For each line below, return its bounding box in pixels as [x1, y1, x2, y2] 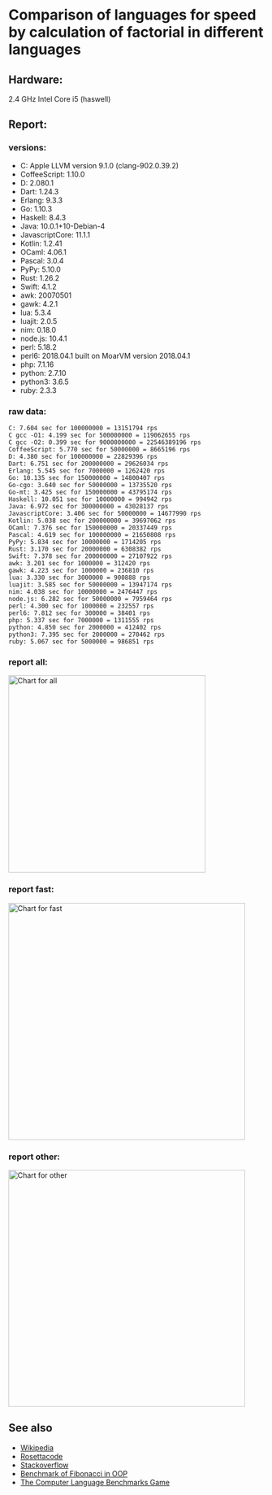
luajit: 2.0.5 [19, 316, 58, 326]
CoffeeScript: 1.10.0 [19, 169, 85, 179]
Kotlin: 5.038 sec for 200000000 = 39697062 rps [8, 516, 176, 525]
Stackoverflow [19, 1460, 69, 1470]
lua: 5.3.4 [19, 307, 52, 317]
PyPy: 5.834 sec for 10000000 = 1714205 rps [8, 538, 162, 546]
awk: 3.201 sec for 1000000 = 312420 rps [8, 559, 151, 567]
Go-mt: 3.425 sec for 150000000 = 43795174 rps [8, 488, 173, 496]
